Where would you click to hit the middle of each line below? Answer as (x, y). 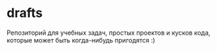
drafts (25, 13)
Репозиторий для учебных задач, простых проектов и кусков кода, (108, 33)
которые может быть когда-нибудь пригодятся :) (81, 40)
